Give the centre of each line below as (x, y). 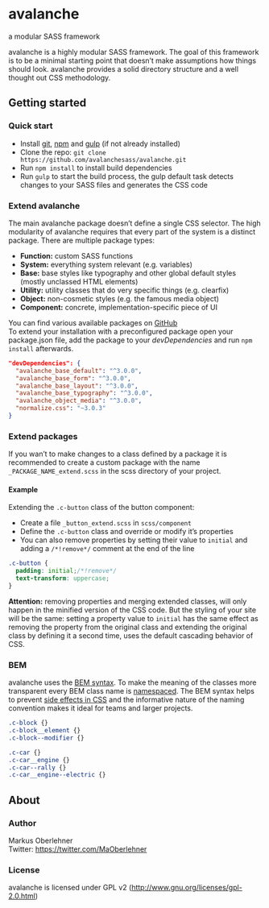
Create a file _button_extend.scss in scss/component (106, 523)
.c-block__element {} (45, 731)
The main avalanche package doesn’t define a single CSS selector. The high (135, 223)
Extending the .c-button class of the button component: (101, 508)
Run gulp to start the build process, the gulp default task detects (126, 176)
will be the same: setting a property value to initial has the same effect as (134, 618)
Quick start (31, 126)
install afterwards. (41, 348)
